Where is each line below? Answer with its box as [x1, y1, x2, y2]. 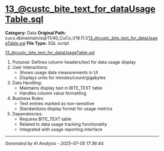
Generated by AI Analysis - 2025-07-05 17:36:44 [5, 140, 104, 146]
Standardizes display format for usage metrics [19, 106, 113, 112]
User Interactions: [12, 64, 48, 70]
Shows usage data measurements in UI [19, 69, 99, 75]
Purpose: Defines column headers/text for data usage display [12, 59, 136, 65]
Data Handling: [12, 79, 42, 86]
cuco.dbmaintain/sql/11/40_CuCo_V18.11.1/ [5, 35, 89, 41]
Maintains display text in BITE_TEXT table [19, 85, 102, 91]
